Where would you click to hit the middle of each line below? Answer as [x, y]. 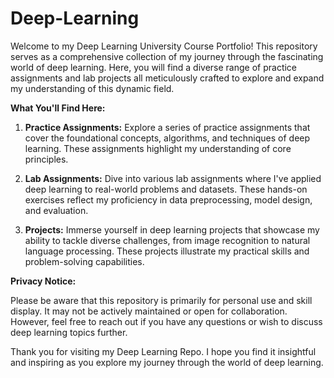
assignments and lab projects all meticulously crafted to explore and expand [167, 78]
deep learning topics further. [69, 332]
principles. [46, 159]
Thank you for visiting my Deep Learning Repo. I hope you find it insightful [163, 351]
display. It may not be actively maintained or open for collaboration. [149, 311]
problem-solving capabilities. [84, 261]
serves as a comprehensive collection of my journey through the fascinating [167, 56]
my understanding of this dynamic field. [92, 88]
